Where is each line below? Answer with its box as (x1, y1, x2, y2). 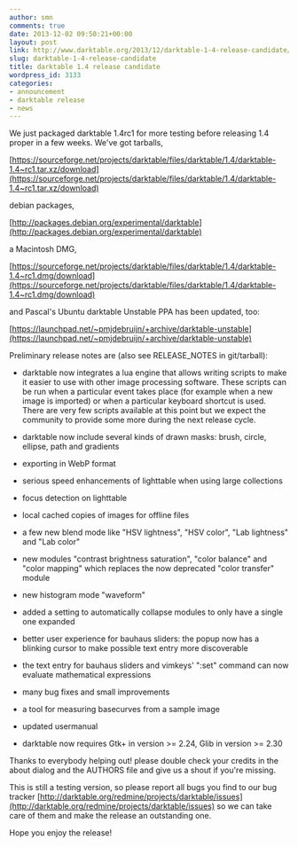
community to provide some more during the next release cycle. (21, 414, 256, 426)
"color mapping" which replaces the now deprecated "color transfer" (21, 563, 275, 574)
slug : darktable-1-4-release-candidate (9, 54, 157, 63)
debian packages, (9, 200, 75, 211)
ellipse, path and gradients (21, 441, 120, 452)
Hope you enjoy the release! (9, 827, 113, 838)
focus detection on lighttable (21, 493, 127, 504)
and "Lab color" (21, 537, 81, 547)
